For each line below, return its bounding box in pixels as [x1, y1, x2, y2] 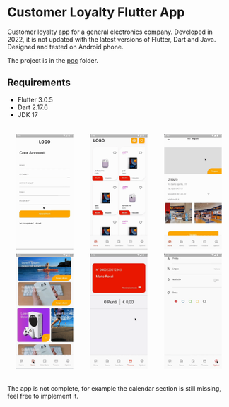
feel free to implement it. [7, 391, 79, 400]
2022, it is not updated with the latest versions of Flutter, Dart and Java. [7, 35, 216, 43]
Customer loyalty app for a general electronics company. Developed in [7, 28, 213, 36]
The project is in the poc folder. [7, 56, 99, 64]
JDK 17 [17, 110, 38, 119]
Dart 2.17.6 [17, 103, 48, 111]
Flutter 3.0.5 [17, 95, 53, 104]
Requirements [7, 77, 71, 89]
